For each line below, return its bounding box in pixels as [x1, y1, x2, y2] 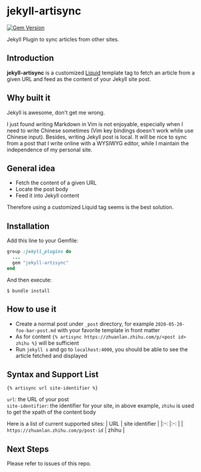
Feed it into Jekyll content [15, 192, 80, 199]
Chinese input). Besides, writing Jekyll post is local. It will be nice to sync [7, 133, 187, 141]
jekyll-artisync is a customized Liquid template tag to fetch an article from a [7, 69, 195, 76]
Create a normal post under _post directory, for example [15, 320, 154, 327]
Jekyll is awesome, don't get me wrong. [7, 109, 105, 116]
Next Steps [7, 444, 49, 454]
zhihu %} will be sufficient [15, 339, 80, 346]
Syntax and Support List [7, 369, 99, 380]
